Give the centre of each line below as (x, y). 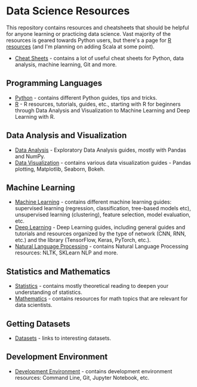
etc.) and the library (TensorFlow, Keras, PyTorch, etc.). (83, 240)
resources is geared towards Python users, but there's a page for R (89, 40)
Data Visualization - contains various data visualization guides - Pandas (103, 162)
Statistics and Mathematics (58, 271)
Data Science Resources (68, 11)
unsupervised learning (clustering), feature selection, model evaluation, (103, 215)
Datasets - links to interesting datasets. (63, 338)
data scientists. (33, 305)
